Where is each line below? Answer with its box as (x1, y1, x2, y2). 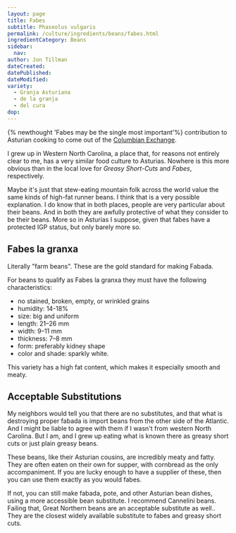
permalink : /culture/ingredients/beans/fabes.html (7, 30, 159, 37)
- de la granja (13, 96, 58, 103)
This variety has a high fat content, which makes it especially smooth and (7, 362, 221, 371)
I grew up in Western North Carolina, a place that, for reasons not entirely (7, 149, 220, 157)
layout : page (7, 10, 46, 18)
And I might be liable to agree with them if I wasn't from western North (7, 424, 212, 433)
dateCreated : (7, 63, 46, 70)
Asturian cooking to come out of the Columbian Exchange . (7, 135, 178, 144)
